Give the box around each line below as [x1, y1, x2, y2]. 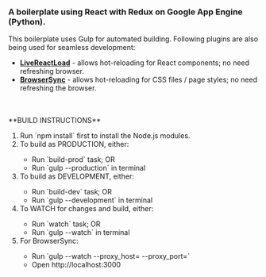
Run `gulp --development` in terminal [31, 195, 153, 205]
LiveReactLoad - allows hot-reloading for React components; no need [19, 58, 250, 67]
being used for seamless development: [8, 43, 136, 52]
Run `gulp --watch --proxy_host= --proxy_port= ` [31, 252, 191, 261]
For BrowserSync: [19, 237, 79, 246]
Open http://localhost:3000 [31, 260, 121, 270]
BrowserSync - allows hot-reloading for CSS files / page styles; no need [19, 75, 258, 85]
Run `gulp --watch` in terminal [31, 228, 130, 237]
